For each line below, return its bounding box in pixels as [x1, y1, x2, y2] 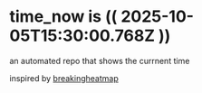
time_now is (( [9, 6, 118, 27]
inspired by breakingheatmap [9, 72, 120, 83]
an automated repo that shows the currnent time [9, 55, 190, 66]
